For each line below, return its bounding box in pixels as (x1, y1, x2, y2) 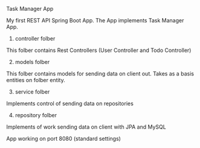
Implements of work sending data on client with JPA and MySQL (6, 123, 166, 130)
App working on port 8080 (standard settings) (6, 135, 121, 142)
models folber (15, 59, 50, 65)
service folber (15, 88, 50, 95)
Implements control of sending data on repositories (6, 100, 134, 107)
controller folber (15, 35, 56, 42)
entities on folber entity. (6, 77, 65, 83)
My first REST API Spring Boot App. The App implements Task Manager (6, 17, 184, 24)
